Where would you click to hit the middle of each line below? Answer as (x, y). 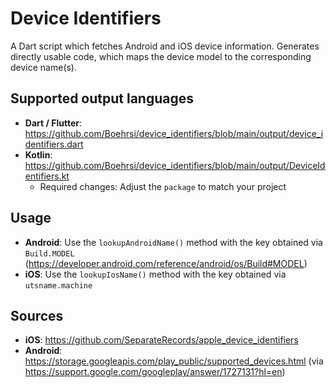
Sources (37, 315)
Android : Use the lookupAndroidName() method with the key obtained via (173, 242)
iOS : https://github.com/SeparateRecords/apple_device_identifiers (161, 340)
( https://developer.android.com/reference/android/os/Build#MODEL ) (166, 263)
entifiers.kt (47, 176)
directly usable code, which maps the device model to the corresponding (161, 56)
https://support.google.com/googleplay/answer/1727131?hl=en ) (155, 372)
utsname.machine (58, 285)
